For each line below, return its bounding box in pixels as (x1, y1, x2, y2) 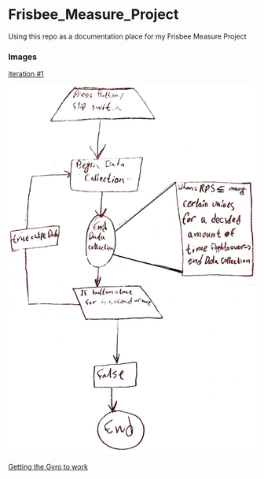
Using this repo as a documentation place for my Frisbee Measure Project (8, 32, 247, 41)
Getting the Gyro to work (8, 462, 89, 472)
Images (8, 51, 38, 62)
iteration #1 (8, 69, 45, 79)
